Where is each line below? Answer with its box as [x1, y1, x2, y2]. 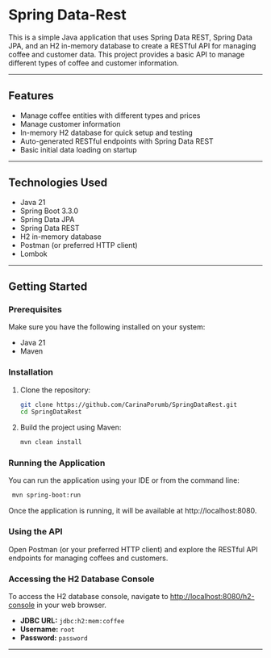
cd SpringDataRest [19, 408, 82, 417]
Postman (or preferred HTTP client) [19, 240, 139, 249]
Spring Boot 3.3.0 [19, 206, 79, 216]
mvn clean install [19, 438, 82, 446]
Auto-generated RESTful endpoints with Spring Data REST [19, 136, 214, 146]
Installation [8, 367, 54, 378]
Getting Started [8, 279, 88, 293]
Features [8, 89, 54, 103]
